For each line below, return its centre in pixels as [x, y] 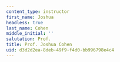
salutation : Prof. [29, 39]
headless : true [25, 22]
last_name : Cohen [27, 28]
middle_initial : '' [30, 34]
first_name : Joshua [30, 17]
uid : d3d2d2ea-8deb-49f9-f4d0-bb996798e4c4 [60, 50]
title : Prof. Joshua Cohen [39, 45]
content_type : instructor [38, 12]
